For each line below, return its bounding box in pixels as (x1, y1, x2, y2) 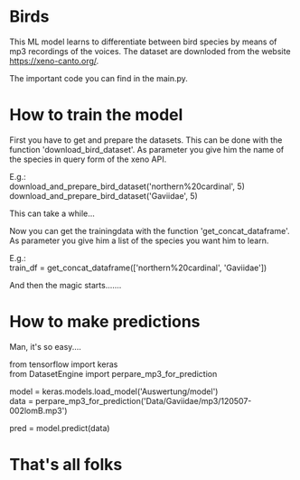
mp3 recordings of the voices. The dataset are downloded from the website (9, 45, 291, 56)
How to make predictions (9, 312, 201, 332)
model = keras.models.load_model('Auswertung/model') (9, 386, 219, 397)
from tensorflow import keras (9, 359, 118, 370)
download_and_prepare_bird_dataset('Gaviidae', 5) (9, 190, 199, 201)
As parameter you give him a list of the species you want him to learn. (9, 235, 269, 246)
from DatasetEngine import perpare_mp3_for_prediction (9, 368, 218, 379)
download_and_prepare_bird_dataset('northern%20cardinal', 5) (9, 181, 246, 192)
